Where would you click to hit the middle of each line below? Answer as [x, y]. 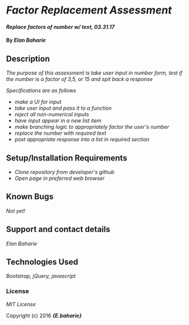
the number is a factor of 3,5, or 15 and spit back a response [80, 79]
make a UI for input [38, 102]
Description [28, 58]
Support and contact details [58, 229]
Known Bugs [30, 197]
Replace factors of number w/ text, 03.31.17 [60, 26]
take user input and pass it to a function [63, 108]
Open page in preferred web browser [60, 178]
